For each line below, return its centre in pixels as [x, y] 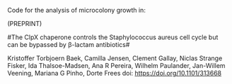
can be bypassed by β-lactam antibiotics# [69, 44]
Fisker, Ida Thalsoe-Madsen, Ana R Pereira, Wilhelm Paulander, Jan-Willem [116, 65]
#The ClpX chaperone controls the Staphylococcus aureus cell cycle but [113, 37]
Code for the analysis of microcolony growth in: [77, 10]
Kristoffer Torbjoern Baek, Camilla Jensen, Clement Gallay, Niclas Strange [115, 58]
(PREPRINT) [25, 23]
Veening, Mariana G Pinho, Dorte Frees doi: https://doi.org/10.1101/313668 [114, 73]
